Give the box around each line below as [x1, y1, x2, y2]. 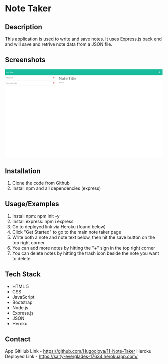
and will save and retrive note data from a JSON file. [5, 41, 112, 47]
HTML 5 [12, 283, 29, 289]
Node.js [12, 304, 29, 310]
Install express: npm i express [12, 218, 74, 224]
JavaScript [12, 294, 35, 300]
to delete [12, 255, 31, 261]
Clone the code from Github [12, 180, 70, 186]
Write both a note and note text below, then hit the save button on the [12, 234, 155, 240]
